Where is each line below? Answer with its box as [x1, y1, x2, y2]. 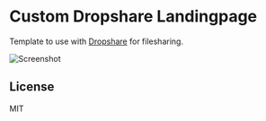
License [9, 79, 55, 95]
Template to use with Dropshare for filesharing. [9, 36, 184, 47]
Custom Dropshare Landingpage [9, 6, 258, 27]
